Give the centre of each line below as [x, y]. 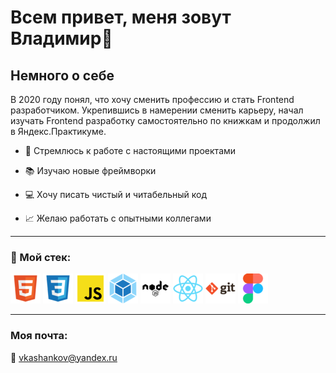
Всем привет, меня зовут [121, 17]
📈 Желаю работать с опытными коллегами [118, 218]
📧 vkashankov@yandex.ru [64, 357]
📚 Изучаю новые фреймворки [90, 170]
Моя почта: [39, 336]
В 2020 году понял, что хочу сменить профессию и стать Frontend [152, 99]
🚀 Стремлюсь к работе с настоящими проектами [130, 150]
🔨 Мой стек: [41, 257]
